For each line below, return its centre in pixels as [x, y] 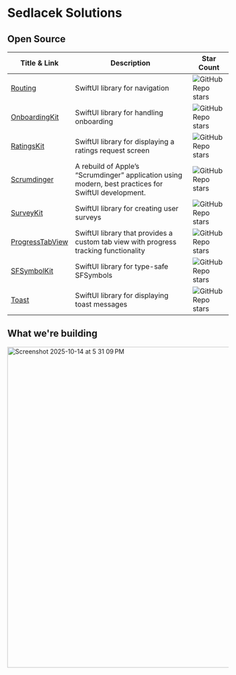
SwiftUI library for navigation [122, 88]
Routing [24, 88]
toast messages [101, 304]
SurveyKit [27, 213]
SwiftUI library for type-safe [122, 266]
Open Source [37, 39]
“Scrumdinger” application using [129, 175]
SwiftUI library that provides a [124, 233]
